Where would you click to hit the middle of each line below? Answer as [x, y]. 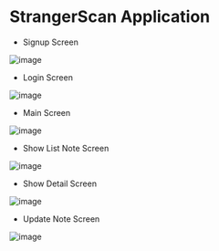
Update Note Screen [61, 219]
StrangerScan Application [110, 17]
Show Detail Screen [60, 183]
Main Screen [47, 112]
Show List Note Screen [66, 148]
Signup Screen [51, 42]
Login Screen [47, 77]
